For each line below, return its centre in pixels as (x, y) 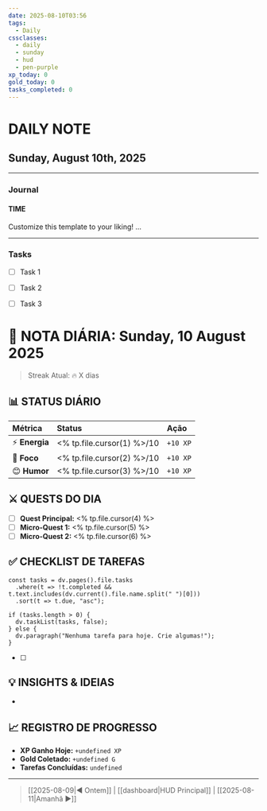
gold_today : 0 (32, 82)
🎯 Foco (25, 458)
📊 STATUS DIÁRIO (55, 402)
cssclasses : (28, 38)
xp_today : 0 (28, 75)
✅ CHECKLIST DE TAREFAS (77, 562)
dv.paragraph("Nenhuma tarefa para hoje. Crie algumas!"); (115, 636)
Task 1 (30, 272)
